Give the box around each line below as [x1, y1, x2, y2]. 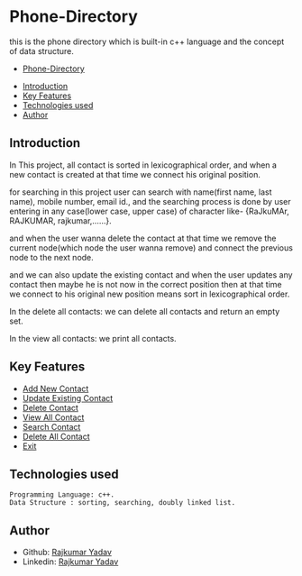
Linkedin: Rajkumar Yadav [22, 556, 119, 567]
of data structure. [9, 45, 75, 56]
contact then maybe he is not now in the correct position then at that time [9, 279, 282, 289]
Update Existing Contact [22, 392, 114, 403]
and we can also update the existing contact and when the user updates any [9, 269, 293, 280]
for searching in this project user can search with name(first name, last [9, 187, 272, 197]
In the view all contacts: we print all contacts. [9, 333, 178, 343]
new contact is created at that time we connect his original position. [9, 169, 261, 179]
